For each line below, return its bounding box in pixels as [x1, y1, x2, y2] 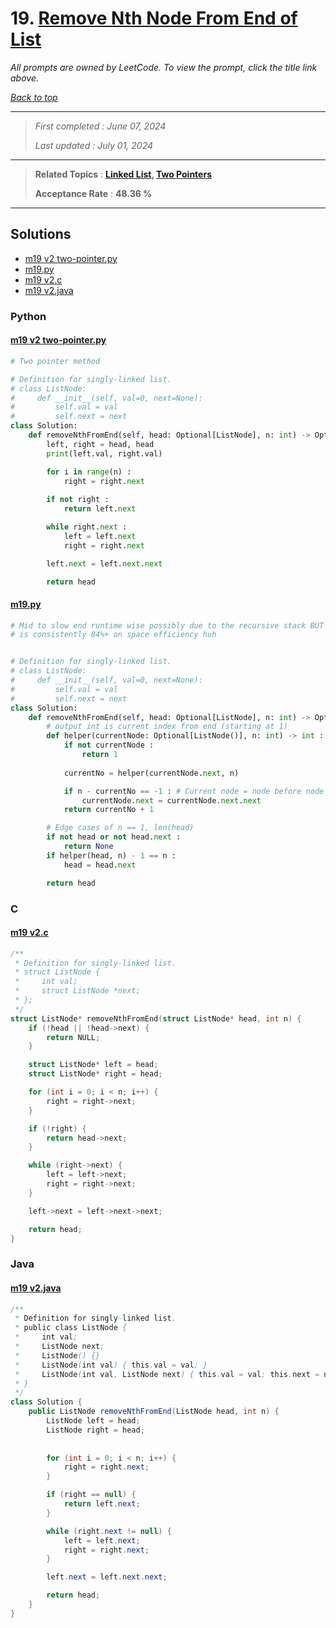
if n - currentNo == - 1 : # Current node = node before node [63, 786, 325, 796]
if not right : [46, 495, 110, 505]
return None [63, 842, 114, 852]
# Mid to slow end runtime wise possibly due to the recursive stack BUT [10, 620, 325, 631]
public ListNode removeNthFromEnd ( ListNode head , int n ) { [28, 1407, 280, 1417]
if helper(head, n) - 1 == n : [46, 850, 177, 861]
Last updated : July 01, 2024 [34, 139, 154, 151]
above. [10, 72, 39, 84]
